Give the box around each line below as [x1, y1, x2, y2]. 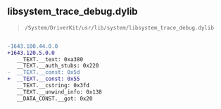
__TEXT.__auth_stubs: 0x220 [16, 63, 99, 70]
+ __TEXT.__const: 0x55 [7, 75, 80, 83]
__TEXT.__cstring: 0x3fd [16, 82, 90, 89]
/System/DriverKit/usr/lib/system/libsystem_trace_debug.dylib [24, 24, 215, 31]
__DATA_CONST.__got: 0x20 [16, 95, 93, 102]
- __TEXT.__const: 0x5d [7, 69, 80, 76]
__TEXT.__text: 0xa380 [16, 56, 83, 63]
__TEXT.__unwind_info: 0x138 [16, 88, 102, 96]
